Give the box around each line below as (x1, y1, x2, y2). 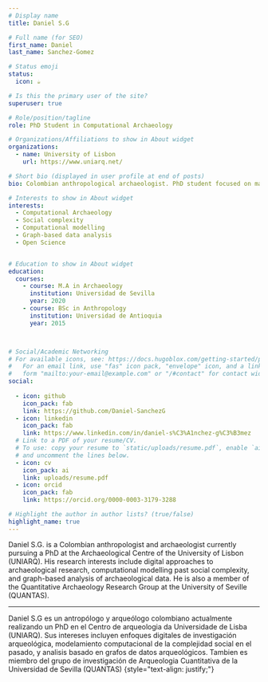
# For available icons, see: (8, 355, 105, 363)
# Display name (8, 11, 59, 20)
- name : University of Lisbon (15, 151, 116, 159)
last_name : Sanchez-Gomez (8, 49, 94, 57)
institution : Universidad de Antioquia (29, 312, 162, 320)
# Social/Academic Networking (8, 348, 109, 356)
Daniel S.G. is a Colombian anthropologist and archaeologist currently (8, 539, 237, 549)
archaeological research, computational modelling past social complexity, (8, 565, 250, 574)
